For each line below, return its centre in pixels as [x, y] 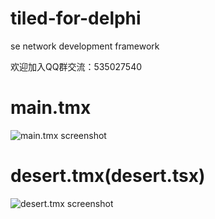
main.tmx [51, 108]
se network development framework [85, 46]
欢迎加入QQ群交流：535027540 [76, 66]
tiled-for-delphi [76, 18]
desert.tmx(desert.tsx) [108, 176]
